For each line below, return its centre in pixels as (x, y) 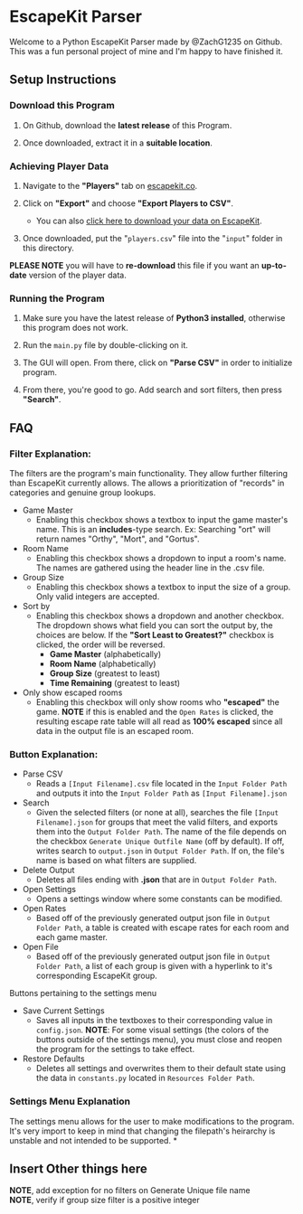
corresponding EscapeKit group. (97, 976)
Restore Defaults (53, 1059)
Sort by (36, 606)
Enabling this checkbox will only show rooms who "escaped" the (158, 701)
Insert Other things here (78, 1168)
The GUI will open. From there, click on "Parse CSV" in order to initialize (157, 362)
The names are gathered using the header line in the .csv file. (150, 568)
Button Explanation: (54, 754)
